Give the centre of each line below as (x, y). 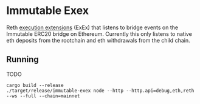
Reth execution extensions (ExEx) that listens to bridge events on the (92, 27)
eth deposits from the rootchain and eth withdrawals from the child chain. (98, 40)
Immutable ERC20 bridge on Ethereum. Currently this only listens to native (99, 33)
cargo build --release (35, 85)
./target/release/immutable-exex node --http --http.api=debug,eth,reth (100, 91)
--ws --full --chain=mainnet (43, 96)
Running (23, 59)
